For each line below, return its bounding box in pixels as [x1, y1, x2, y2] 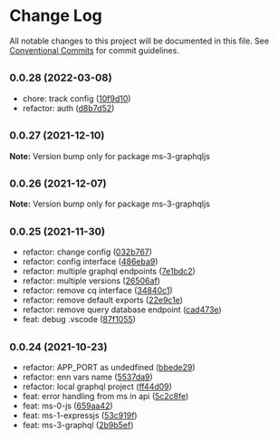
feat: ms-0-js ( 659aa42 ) [22, 400, 113, 411]
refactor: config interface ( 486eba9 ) [22, 256, 158, 267]
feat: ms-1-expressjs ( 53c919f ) [22, 410, 138, 421]
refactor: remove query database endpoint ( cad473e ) [22, 304, 222, 315]
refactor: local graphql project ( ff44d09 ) [22, 381, 172, 392]
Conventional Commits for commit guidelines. [9, 44, 179, 55]
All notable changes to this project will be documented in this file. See [9, 35, 270, 46]
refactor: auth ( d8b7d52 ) [22, 102, 115, 113]
